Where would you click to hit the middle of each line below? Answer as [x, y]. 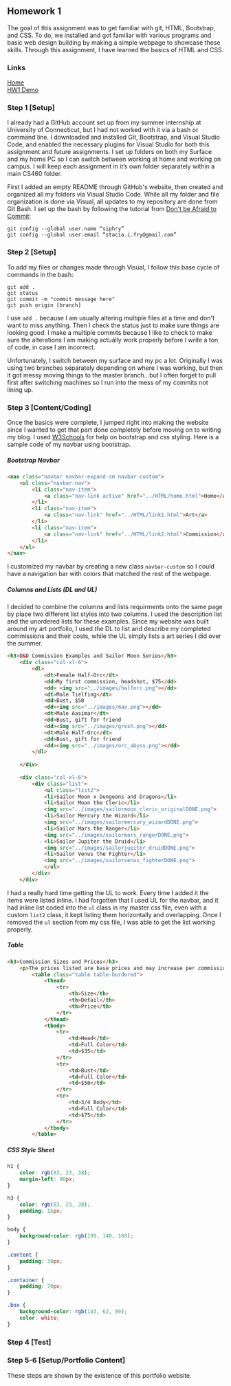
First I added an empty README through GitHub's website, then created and [115, 187]
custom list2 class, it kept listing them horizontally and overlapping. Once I [114, 914]
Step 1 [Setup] [31, 108]
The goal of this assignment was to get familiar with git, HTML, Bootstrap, [111, 27]
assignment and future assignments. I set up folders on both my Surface [109, 152]
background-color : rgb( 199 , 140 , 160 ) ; [77, 1236]
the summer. [25, 643]
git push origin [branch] [44, 305]
